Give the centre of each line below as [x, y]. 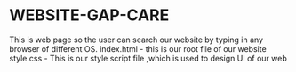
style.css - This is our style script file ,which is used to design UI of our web [148, 58]
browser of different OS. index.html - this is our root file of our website [138, 48]
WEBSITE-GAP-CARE [89, 15]
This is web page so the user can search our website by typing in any [136, 40]
